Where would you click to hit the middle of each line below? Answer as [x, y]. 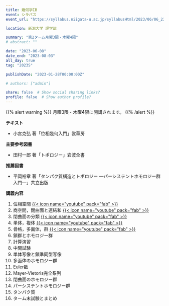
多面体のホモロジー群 [35, 260]
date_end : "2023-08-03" [31, 56]
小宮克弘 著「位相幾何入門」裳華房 [49, 133]
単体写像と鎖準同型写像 [37, 254]
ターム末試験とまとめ [35, 298]
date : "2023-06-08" [26, 51]
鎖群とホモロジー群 [33, 235]
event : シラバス [21, 15]
